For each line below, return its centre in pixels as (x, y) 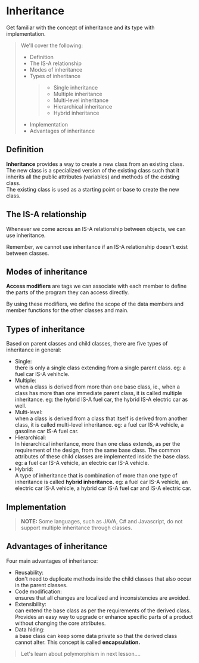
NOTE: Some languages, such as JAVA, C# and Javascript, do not (102, 521)
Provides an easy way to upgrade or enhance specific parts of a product (104, 616)
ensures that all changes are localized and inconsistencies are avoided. (102, 597)
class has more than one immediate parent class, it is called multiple (99, 393)
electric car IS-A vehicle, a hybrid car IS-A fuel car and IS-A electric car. (103, 488)
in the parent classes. (41, 585)
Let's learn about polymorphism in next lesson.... (81, 653)
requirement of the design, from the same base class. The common (97, 450)
